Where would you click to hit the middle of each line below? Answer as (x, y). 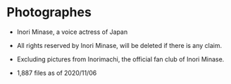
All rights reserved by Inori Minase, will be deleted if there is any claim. (119, 45)
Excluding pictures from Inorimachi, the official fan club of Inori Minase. (120, 59)
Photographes (49, 12)
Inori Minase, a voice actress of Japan (72, 32)
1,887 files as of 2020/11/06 (57, 73)
